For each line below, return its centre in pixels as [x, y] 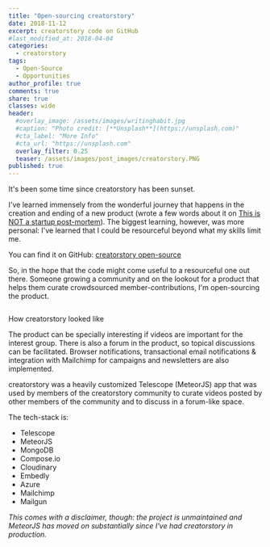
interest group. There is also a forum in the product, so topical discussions [132, 343]
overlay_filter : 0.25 [52, 151]
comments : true [34, 91]
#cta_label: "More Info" [57, 136]
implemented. [31, 369]
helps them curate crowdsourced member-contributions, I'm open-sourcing [134, 288]
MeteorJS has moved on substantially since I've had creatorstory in [121, 526]
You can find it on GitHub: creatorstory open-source [95, 255]
